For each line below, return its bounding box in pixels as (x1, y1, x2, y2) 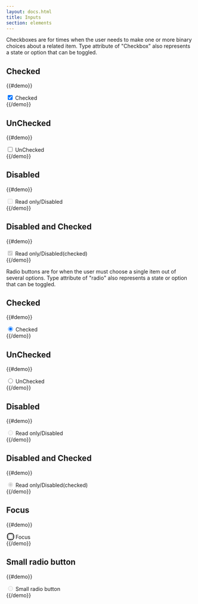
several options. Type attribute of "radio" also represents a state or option (6, 274, 188, 281)
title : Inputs (6, 14, 42, 20)
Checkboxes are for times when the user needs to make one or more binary (6, 36, 192, 44)
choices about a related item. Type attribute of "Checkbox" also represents (6, 42, 191, 50)
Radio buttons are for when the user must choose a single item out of (6, 268, 177, 275)
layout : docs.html (6, 8, 52, 15)
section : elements (6, 20, 52, 26)
